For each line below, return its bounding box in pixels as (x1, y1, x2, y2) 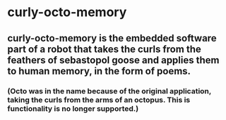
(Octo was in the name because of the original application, (7, 86, 212, 95)
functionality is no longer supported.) (7, 103, 139, 113)
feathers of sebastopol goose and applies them (7, 54, 220, 66)
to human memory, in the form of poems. (7, 65, 191, 77)
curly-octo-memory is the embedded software (7, 32, 217, 44)
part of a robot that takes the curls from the (7, 43, 201, 55)
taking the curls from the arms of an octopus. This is (7, 95, 191, 105)
